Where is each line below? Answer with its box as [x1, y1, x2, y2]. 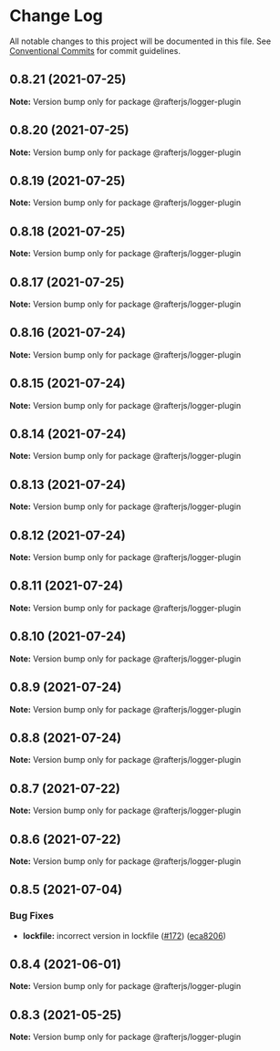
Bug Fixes [9, 910, 55, 922]
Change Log [9, 5, 103, 26]
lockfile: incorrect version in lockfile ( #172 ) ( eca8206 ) [22, 930, 226, 941]
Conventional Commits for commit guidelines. [9, 45, 181, 56]
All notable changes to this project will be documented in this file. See [9, 36, 272, 47]
